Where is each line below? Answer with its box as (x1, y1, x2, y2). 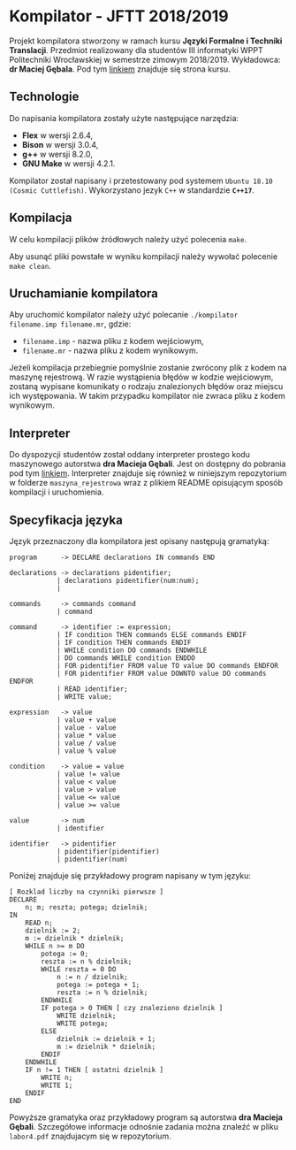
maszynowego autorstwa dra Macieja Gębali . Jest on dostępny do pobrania (9, 458, 286, 470)
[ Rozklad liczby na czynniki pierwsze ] (9, 887, 164, 896)
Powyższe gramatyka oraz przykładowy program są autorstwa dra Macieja (9, 1112, 283, 1123)
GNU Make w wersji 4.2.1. (21, 157, 116, 169)
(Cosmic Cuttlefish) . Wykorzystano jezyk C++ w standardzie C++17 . (9, 184, 254, 195)
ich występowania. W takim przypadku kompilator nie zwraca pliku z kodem (9, 391, 285, 402)
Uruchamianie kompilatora (9, 286, 159, 301)
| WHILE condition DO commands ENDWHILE (56, 646, 208, 655)
